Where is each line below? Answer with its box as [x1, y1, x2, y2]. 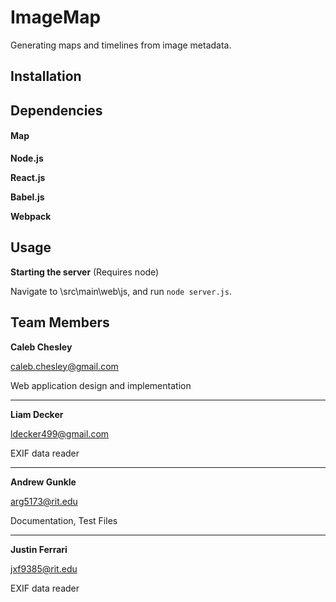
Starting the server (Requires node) [10, 266, 160, 278]
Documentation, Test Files [10, 514, 118, 526]
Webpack [10, 210, 52, 222]
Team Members [10, 314, 110, 331]
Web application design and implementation [10, 379, 192, 391]
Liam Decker [10, 408, 64, 420]
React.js [10, 171, 46, 183]
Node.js [10, 152, 44, 164]
